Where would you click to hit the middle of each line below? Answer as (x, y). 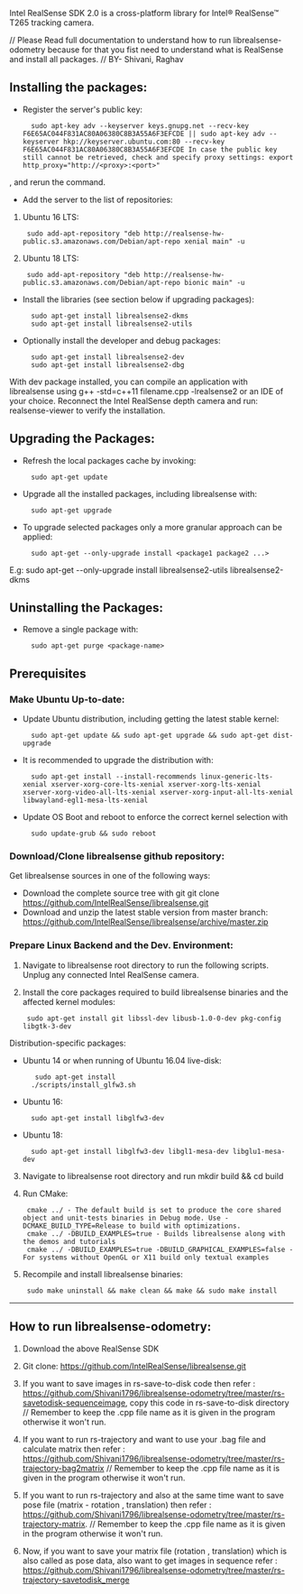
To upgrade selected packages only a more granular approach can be (152, 527)
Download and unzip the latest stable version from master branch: (145, 912)
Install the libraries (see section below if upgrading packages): (138, 299)
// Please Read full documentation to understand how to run (120, 40)
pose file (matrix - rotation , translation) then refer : (117, 1505)
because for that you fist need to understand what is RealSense (165, 50)
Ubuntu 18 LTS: (50, 258)
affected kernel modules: (69, 1001)
